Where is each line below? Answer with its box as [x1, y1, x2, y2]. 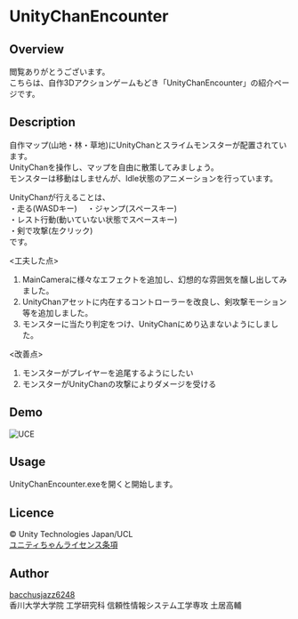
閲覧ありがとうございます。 [9, 67, 110, 76]
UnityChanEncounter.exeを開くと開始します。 [9, 478, 178, 490]
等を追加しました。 [21, 307, 93, 318]
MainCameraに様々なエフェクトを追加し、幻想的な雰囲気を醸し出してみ [21, 274, 287, 285]
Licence [9, 505, 55, 520]
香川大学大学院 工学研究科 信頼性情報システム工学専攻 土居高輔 [9, 600, 242, 611]
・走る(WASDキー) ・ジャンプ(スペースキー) [9, 203, 178, 213]
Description [9, 115, 76, 130]
